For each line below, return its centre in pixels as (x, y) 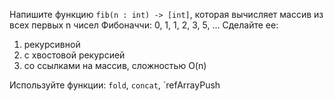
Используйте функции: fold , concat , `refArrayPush (115, 85)
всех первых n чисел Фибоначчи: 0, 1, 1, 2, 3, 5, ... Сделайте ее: (144, 25)
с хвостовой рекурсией (74, 55)
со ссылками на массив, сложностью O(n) (115, 65)
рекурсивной (52, 44)
